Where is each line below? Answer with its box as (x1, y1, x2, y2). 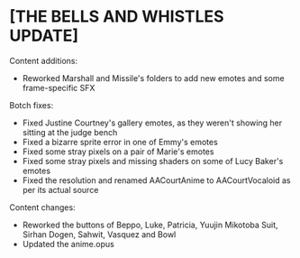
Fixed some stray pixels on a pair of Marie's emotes (22, 146, 214, 157)
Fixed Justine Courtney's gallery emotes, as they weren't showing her (22, 117, 282, 128)
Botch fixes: (9, 99, 54, 110)
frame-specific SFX (22, 82, 95, 93)
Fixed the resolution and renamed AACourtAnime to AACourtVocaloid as (22, 174, 291, 186)
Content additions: (9, 55, 78, 66)
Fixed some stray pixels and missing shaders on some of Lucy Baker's (22, 155, 284, 166)
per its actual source (22, 184, 99, 195)
